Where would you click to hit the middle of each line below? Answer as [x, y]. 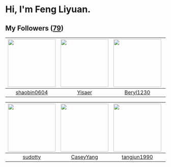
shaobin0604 [32, 92]
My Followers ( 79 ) [34, 28]
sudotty [32, 157]
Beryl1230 [137, 92]
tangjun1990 [137, 157]
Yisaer [85, 92]
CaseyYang [84, 157]
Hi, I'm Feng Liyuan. [48, 9]
